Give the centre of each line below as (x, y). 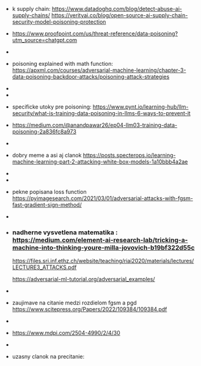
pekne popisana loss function (49, 192)
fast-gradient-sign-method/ (47, 205)
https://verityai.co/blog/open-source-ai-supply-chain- (120, 15)
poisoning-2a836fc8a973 (44, 131)
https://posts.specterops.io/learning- (129, 155)
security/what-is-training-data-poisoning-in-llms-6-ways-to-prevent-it (101, 113)
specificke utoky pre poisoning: (52, 107)
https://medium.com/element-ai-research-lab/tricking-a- (100, 240)
